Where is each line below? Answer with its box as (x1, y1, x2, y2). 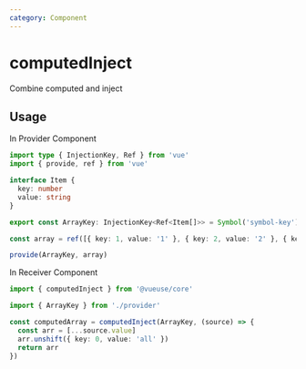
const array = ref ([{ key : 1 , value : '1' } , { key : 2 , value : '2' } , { (9, 234, 288, 243)
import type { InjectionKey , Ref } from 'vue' (9, 151, 189, 160)
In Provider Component (9, 133, 97, 144)
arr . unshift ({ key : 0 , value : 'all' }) (17, 334, 169, 343)
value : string (17, 192, 71, 201)
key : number (17, 184, 64, 193)
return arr (17, 343, 59, 352)
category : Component (9, 13, 88, 23)
